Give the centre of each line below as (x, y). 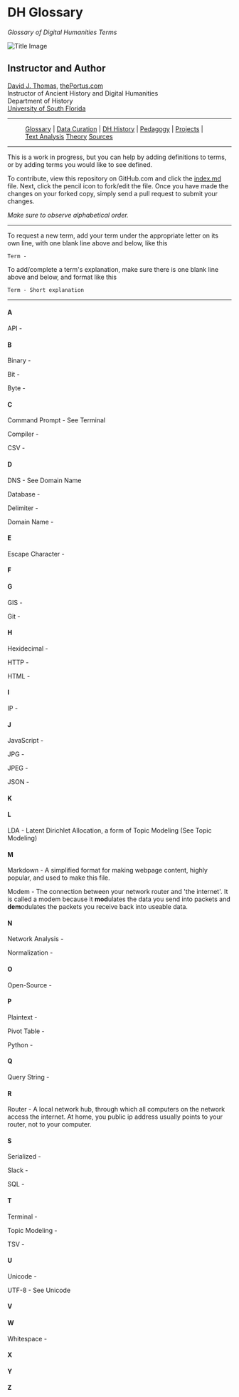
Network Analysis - (36, 939)
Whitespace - (27, 1338)
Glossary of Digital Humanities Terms (62, 32)
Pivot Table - (26, 1031)
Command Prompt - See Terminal (56, 420)
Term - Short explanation (46, 290)
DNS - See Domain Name (44, 480)
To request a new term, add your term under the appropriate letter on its (113, 235)
